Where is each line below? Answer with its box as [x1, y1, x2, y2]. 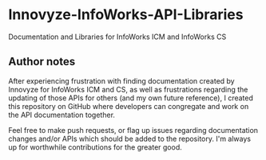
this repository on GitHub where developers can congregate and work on [8, 101, 249, 111]
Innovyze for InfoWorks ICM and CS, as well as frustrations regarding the [8, 84, 248, 94]
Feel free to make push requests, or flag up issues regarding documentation [8, 125, 258, 135]
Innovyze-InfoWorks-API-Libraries [8, 6, 244, 24]
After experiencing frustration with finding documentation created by [8, 76, 235, 85]
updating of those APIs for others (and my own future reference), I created [8, 93, 254, 103]
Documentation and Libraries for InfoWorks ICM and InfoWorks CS [8, 32, 227, 41]
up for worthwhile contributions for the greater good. [8, 142, 182, 152]
